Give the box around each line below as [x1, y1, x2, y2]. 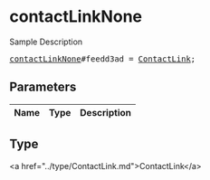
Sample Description [9, 36, 83, 47]
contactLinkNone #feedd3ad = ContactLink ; [9, 53, 196, 64]
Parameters [9, 80, 77, 95]
